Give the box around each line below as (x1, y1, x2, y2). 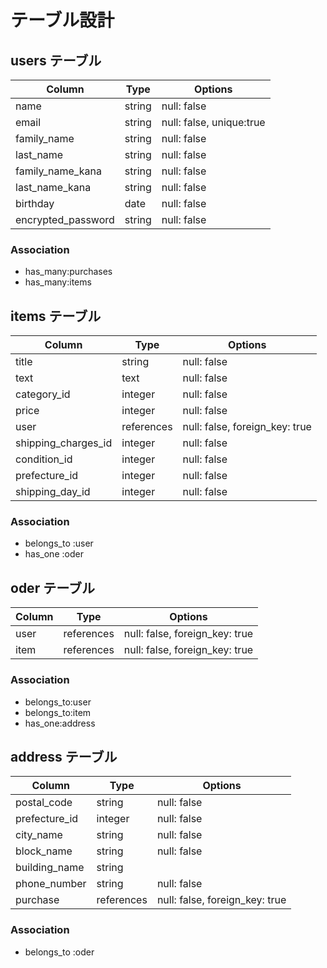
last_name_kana (15, 181, 92, 194)
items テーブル (10, 307, 102, 325)
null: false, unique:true (161, 116, 266, 129)
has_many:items (24, 276, 92, 288)
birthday (15, 197, 55, 210)
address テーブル (10, 748, 118, 765)
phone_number (15, 877, 87, 891)
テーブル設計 (10, 9, 115, 32)
